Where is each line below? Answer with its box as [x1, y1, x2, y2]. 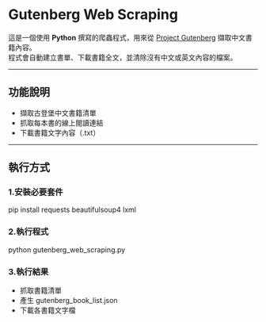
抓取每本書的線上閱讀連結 [19, 117, 104, 128]
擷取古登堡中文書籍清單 [19, 108, 97, 117]
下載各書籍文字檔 [19, 305, 76, 315]
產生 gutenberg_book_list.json [19, 296, 118, 305]
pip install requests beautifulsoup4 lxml [8, 205, 137, 215]
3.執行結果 [8, 266, 49, 277]
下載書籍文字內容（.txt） [19, 128, 101, 137]
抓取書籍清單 [19, 286, 62, 295]
